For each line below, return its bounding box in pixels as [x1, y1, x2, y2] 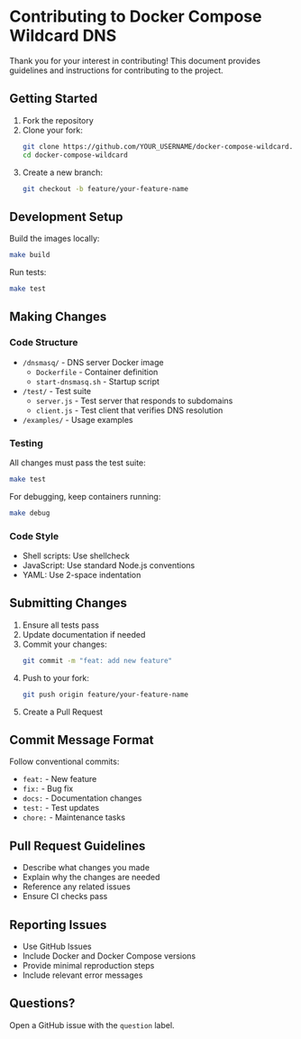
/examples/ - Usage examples [22, 414, 133, 425]
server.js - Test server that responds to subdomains [35, 395, 233, 406]
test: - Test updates [22, 803, 100, 814]
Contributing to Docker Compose [9, 6, 262, 27]
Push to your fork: [22, 672, 90, 683]
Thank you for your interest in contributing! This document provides [9, 55, 261, 66]
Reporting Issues [9, 917, 107, 933]
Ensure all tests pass [22, 620, 99, 630]
